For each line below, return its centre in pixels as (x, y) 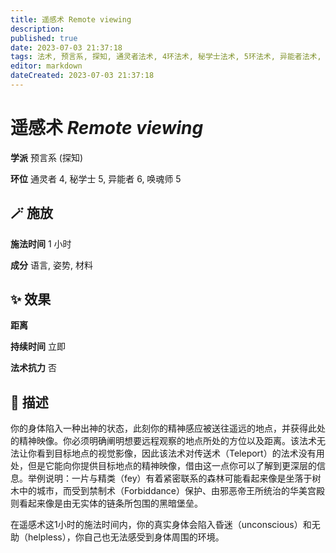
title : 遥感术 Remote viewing (71, 19)
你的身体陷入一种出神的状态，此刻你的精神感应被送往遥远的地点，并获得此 (163, 428)
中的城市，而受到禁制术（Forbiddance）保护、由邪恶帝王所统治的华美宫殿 (171, 491)
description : (37, 29)
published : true (44, 38)
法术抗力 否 (33, 368)
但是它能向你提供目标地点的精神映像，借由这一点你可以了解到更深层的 (172, 466)
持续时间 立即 (38, 347)
